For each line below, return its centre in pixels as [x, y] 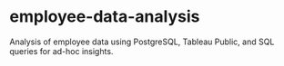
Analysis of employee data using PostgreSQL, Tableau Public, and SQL [142, 42]
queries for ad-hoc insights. [61, 51]
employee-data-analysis [105, 17]
